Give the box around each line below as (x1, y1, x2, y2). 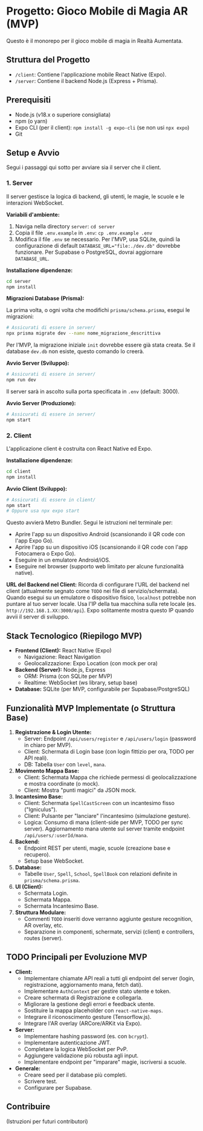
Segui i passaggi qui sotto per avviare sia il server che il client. (6, 164, 161, 171)
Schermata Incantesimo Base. (24, 902, 98, 909)
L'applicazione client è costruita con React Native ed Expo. (6, 445, 152, 452)
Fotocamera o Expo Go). (14, 550, 76, 557)
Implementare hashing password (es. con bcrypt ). (24, 1032, 149, 1040)
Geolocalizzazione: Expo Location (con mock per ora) (24, 660, 158, 667)
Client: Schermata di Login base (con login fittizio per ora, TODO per (24, 748, 195, 755)
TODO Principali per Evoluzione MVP (6, 952, 147, 963)
